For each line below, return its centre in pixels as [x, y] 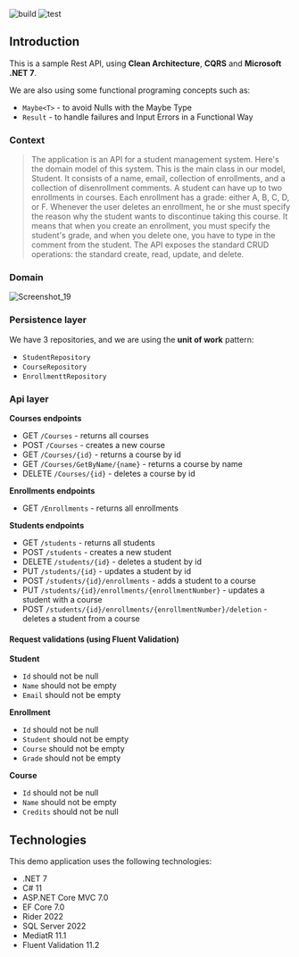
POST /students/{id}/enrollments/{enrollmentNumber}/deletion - [145, 609]
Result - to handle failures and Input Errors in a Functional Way [137, 117]
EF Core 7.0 [43, 907]
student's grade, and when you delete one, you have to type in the [153, 236]
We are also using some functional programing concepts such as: [130, 90]
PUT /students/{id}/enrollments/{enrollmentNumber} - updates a [143, 590]
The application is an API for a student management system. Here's [155, 160]
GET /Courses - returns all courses [85, 436]
